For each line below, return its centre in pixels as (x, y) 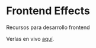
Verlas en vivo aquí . (30, 39)
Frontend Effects (48, 11)
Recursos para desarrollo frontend (48, 27)
